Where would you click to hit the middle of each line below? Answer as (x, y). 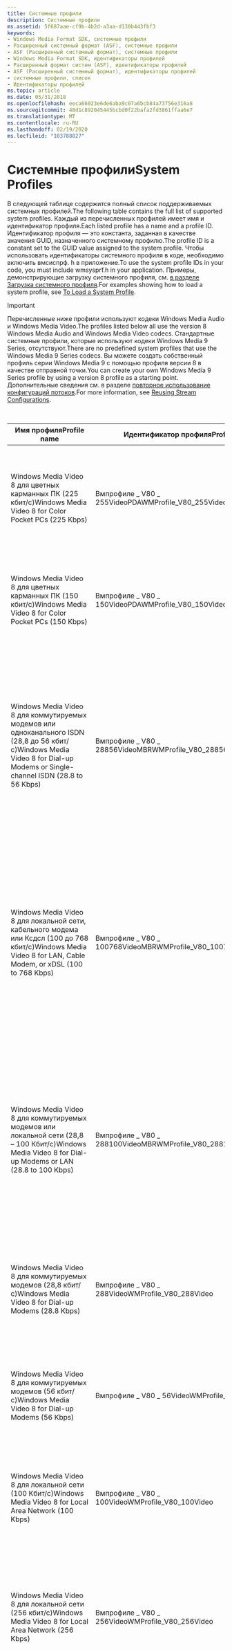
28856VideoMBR (124, 750)
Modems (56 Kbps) (42, 1418)
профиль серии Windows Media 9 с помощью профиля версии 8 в (104, 363)
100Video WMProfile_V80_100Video (154, 1502)
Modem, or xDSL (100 (47, 964)
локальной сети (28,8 (47, 1135)
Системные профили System (94, 170)
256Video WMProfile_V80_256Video (154, 1622)
